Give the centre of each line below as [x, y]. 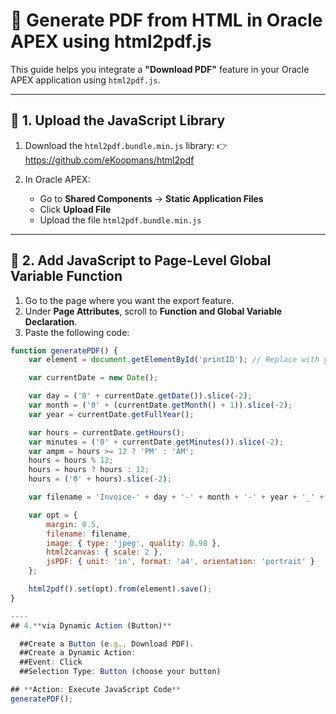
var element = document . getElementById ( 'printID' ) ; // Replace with [174, 360]
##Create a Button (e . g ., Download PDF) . [107, 644]
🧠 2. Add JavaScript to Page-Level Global [141, 260]
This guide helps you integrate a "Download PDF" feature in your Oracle [160, 69]
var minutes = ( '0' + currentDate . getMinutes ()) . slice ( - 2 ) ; [156, 442]
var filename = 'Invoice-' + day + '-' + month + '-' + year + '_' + [176, 497]
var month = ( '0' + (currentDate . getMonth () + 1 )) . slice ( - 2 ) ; [160, 405]
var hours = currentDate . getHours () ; [107, 432]
